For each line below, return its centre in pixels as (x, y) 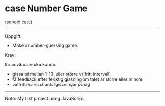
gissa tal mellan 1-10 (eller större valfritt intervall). (62, 74)
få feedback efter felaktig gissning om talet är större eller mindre (77, 79)
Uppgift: (13, 36)
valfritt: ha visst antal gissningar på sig (51, 84)
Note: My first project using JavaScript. (45, 98)
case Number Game (46, 9)
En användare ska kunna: (31, 64)
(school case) (19, 22)
